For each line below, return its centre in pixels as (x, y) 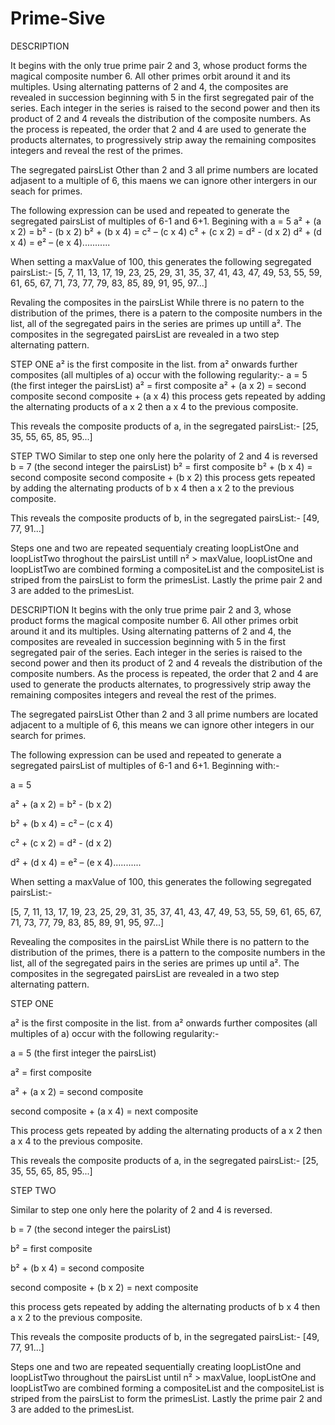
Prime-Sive (58, 18)
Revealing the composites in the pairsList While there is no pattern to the (160, 941)
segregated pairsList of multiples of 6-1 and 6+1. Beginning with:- (145, 765)
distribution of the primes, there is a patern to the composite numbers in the (166, 313)
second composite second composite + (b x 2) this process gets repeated (163, 477)
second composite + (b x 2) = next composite (104, 1287)
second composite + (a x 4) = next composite (104, 1111)
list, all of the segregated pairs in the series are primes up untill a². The (156, 323)
